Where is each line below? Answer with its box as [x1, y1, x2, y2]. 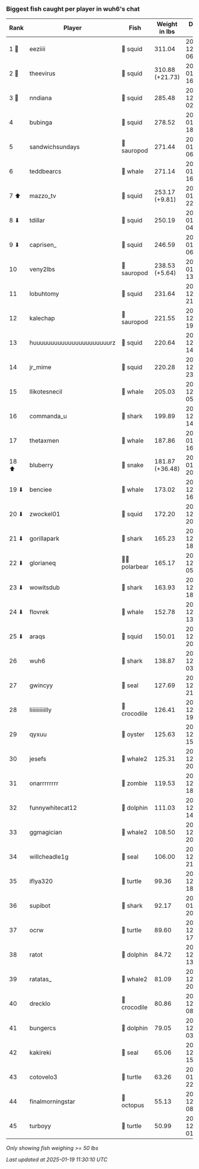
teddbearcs [29, 167, 62, 176]
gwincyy [29, 681, 53, 690]
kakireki [29, 1049, 52, 1057]
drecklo [29, 999, 51, 1008]
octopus [121, 1101, 145, 1110]
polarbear [121, 563, 149, 571]
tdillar [29, 216, 46, 224]
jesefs [29, 755, 46, 763]
